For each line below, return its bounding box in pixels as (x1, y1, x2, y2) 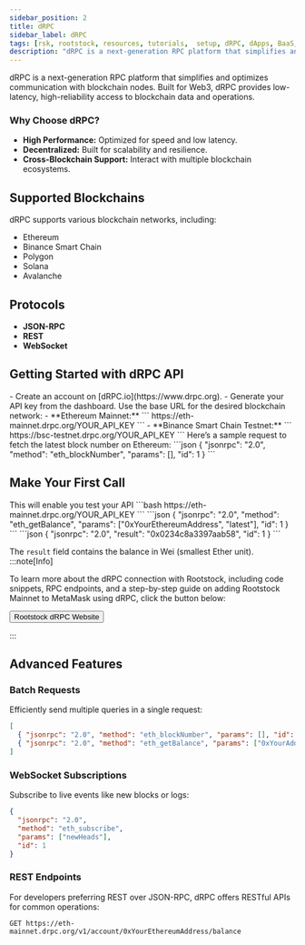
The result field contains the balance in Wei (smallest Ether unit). (9, 546, 254, 557)
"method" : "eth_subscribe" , (17, 824, 124, 833)
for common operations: (9, 901, 100, 912)
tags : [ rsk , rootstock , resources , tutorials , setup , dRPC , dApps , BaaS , (9, 38, 299, 48)
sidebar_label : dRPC (9, 30, 88, 39)
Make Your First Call (9, 475, 125, 491)
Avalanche (22, 270, 63, 282)
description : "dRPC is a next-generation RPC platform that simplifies (9, 47, 286, 56)
